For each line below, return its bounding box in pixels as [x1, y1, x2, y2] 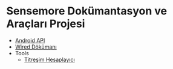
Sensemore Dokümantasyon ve [6, 4, 168, 18]
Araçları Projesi [6, 17, 85, 31]
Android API [15, 37, 45, 44]
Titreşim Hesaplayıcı [24, 56, 75, 63]
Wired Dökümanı [15, 43, 57, 50]
